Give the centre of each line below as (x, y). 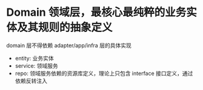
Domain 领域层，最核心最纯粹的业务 (96, 12)
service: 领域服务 (37, 66)
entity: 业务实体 (34, 58)
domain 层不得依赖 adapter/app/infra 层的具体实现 (69, 45)
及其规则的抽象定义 (65, 27)
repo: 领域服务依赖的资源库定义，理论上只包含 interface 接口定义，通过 (104, 73)
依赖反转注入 (31, 81)
